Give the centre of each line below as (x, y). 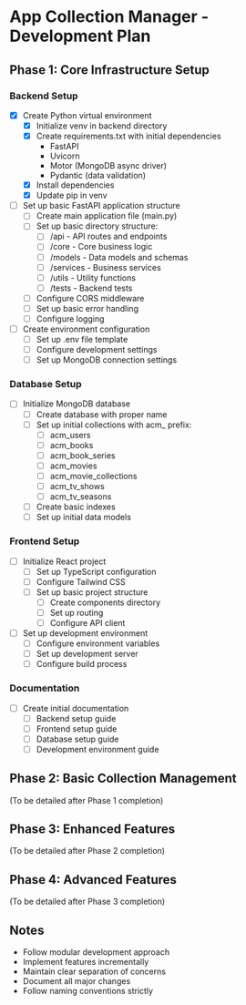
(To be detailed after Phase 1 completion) (87, 800)
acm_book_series (82, 455)
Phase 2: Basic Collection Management (123, 779)
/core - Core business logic (101, 247)
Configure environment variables (98, 643)
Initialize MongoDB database (77, 404)
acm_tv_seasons (81, 497)
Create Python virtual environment (87, 115)
